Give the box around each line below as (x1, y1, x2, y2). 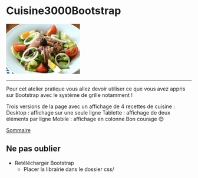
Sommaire (6, 126, 31, 133)
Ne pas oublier (6, 144, 61, 154)
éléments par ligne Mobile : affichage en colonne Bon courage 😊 (6, 115, 164, 122)
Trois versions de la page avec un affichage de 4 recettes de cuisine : (6, 103, 176, 110)
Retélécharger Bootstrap (14, 159, 75, 166)
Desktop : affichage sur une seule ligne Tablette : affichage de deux (6, 109, 171, 116)
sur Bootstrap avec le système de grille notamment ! (6, 91, 133, 98)
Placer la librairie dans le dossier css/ (23, 166, 114, 173)
